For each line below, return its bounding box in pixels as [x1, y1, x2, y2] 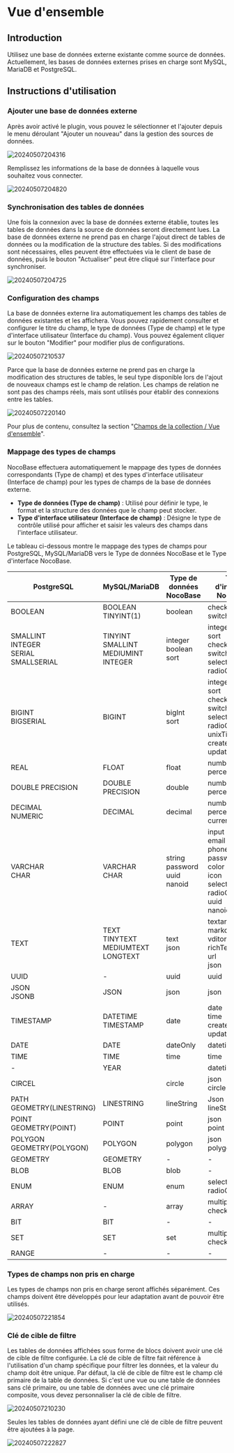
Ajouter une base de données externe [7, 106, 138, 116]
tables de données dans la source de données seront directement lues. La [7, 225, 220, 233]
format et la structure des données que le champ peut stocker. [17, 506, 197, 514]
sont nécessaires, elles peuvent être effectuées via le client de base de [7, 247, 211, 256]
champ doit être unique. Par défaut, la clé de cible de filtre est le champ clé [7, 1369, 223, 1377]
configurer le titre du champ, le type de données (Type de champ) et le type [7, 324, 226, 332]
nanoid [166, 879, 189, 889]
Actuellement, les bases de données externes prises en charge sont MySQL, [7, 58, 227, 66]
